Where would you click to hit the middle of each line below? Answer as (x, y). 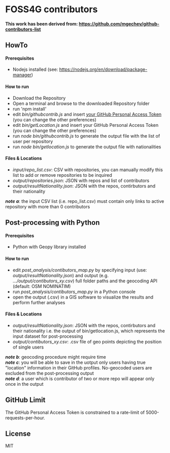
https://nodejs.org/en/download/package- (103, 69)
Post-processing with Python (53, 223)
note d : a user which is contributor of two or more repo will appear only (80, 379)
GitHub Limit (25, 400)
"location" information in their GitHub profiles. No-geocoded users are (79, 367)
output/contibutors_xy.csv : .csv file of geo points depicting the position (87, 341)
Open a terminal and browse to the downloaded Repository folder (81, 103)
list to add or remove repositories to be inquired (62, 175)
